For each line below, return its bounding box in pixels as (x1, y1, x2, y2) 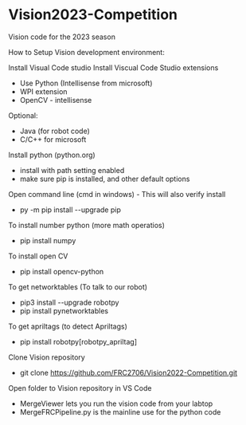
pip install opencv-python (19, 266, 104, 276)
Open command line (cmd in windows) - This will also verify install (8, 189, 226, 199)
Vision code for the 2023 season (8, 32, 115, 41)
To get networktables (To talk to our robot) (8, 281, 148, 292)
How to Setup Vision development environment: (8, 47, 165, 57)
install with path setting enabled (19, 165, 125, 175)
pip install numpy (19, 235, 76, 245)
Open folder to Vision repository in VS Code (8, 383, 152, 392)
